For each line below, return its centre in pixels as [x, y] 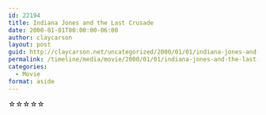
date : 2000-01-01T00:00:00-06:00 [63, 30]
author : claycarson [40, 37]
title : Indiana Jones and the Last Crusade [81, 23]
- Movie [28, 74]
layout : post [30, 45]
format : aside [32, 81]
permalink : [26, 60]
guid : [17, 52]
